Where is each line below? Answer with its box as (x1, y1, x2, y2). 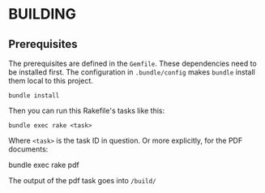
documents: (8, 144, 49, 154)
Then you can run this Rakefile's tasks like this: (8, 106, 165, 115)
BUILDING (8, 5, 77, 24)
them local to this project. (8, 76, 93, 85)
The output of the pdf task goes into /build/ (8, 176, 156, 185)
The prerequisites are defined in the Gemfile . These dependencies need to (8, 58, 257, 68)
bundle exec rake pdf (8, 160, 79, 169)
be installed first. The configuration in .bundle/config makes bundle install (8, 67, 255, 77)
